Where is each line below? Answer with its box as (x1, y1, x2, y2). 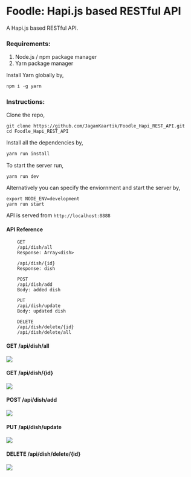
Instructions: (6, 98, 45, 106)
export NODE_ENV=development (6, 196, 80, 202)
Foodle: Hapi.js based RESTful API (6, 4, 181, 18)
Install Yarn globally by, (6, 72, 64, 79)
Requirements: (6, 39, 51, 48)
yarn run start (6, 201, 45, 208)
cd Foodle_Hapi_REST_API (6, 129, 69, 135)
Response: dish (17, 266, 56, 272)
